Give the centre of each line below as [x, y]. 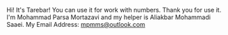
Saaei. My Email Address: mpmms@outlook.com [76, 24]
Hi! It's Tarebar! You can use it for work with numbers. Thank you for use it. [114, 10]
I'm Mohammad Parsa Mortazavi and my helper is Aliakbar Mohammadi [109, 17]
